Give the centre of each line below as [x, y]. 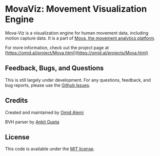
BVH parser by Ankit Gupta [32, 122]
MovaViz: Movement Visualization [76, 9]
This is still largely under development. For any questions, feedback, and [78, 80]
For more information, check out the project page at [57, 47]
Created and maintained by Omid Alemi [44, 112]
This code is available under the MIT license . [50, 149]
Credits [17, 100]
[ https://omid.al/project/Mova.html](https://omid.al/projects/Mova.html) [77, 53]
